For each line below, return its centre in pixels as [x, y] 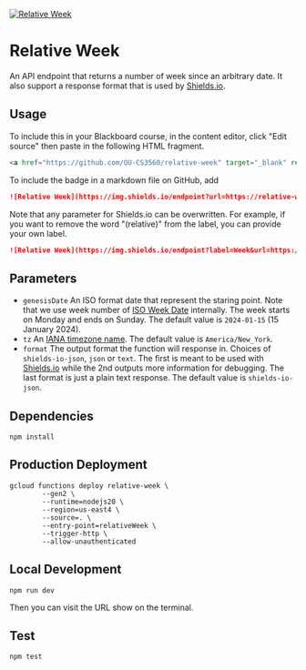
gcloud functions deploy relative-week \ [89, 486]
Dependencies [51, 416]
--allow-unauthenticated [89, 542]
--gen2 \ [59, 493]
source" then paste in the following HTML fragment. [107, 146]
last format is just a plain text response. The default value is [134, 378]
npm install [32, 437]
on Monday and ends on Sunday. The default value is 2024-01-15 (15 [151, 320]
